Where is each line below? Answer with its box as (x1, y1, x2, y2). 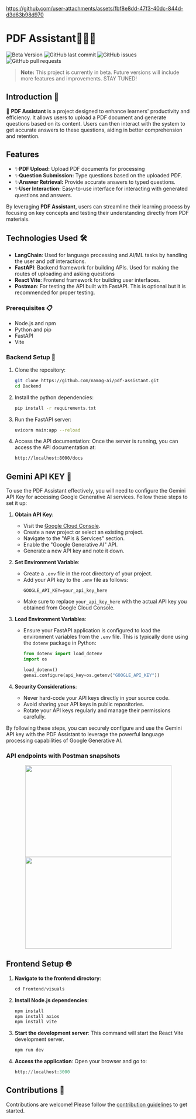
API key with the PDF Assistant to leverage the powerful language (6, 730, 164, 737)
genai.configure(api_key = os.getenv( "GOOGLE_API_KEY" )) (23, 672, 160, 678)
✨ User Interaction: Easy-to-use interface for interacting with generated (14, 185, 188, 192)
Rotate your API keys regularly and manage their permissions (23, 707, 171, 714)
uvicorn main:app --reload (14, 427, 81, 433)
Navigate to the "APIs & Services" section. (23, 535, 125, 542)
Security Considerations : (14, 683, 77, 690)
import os (23, 656, 48, 662)
